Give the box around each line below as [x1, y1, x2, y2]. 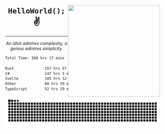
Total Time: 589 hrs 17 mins [5, 55, 65, 61]
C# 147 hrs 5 [5, 71, 65, 76]
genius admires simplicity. [10, 45, 63, 51]
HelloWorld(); [8, 6, 65, 16]
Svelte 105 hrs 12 [5, 76, 67, 81]
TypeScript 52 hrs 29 [5, 87, 65, 91]
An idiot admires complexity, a [5, 40, 68, 46]
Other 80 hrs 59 [5, 81, 65, 87]
